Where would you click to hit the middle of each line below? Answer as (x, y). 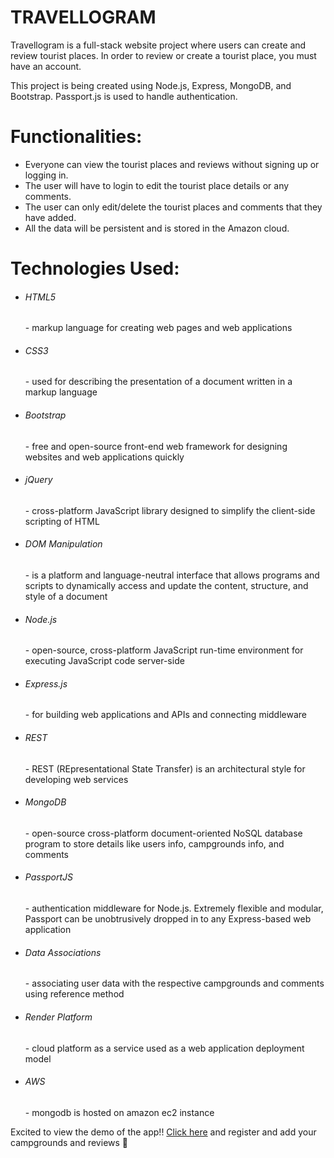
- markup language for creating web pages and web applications (158, 328)
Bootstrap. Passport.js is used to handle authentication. (124, 96)
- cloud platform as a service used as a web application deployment (164, 1048)
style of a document (66, 597)
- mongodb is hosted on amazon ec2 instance (119, 1112)
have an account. (46, 66)
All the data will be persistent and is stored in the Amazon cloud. (157, 228)
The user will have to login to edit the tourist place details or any (157, 185)
